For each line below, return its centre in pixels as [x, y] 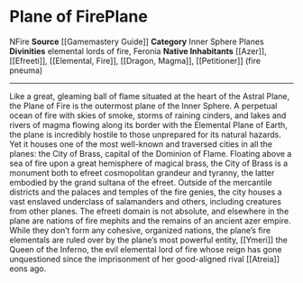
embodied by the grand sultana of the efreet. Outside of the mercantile [141, 182]
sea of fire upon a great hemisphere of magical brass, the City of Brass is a [149, 163]
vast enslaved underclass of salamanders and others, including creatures [146, 201]
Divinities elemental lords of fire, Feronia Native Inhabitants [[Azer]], [138, 50]
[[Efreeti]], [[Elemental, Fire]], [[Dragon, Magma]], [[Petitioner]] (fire [135, 60]
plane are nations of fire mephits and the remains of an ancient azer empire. [150, 220]
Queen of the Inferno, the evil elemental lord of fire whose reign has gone [146, 249]
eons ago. [28, 269]
